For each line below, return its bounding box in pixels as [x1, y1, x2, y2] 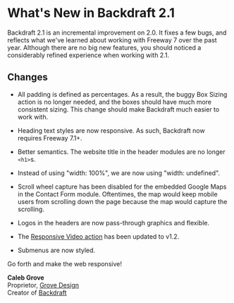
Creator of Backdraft [7, 288, 67, 297]
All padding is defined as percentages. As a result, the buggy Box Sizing [17, 90, 228, 98]
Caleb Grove [7, 273, 44, 282]
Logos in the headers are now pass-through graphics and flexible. [17, 218, 210, 227]
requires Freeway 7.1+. [17, 133, 82, 142]
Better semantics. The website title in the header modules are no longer [17, 147, 226, 156]
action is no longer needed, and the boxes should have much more [17, 97, 211, 106]
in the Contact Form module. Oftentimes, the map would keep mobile [17, 189, 218, 198]
